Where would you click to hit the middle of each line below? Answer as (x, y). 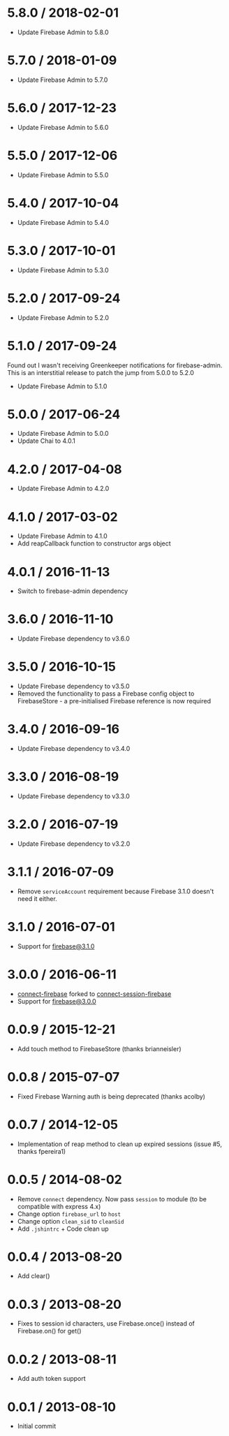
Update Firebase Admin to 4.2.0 (63, 489)
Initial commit (37, 1426)
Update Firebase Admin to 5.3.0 (63, 270)
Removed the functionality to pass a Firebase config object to (106, 694)
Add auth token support (51, 1379)
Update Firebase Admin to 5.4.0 (63, 222)
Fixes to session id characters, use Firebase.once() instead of (106, 1324)
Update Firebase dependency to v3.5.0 (74, 687)
